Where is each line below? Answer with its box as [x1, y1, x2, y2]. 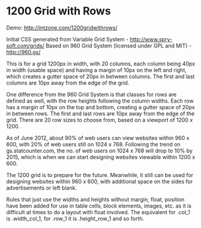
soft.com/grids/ [6, 42, 45, 49]
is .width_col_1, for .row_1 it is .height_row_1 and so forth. [6, 215, 145, 222]
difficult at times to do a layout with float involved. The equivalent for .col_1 [6, 208, 190, 215]
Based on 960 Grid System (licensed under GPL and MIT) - [46, 42, 192, 49]
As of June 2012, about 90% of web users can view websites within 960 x [6, 134, 190, 142]
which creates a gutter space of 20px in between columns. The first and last [6, 73, 195, 80]
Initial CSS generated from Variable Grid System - [6, 35, 129, 43]
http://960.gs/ [6, 48, 41, 55]
